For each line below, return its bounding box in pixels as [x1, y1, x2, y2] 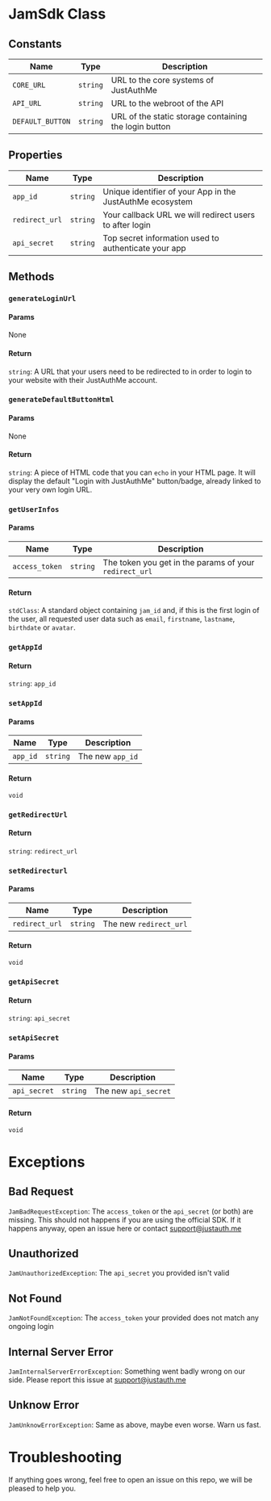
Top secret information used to [102, 232, 219, 243]
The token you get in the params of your [102, 556, 255, 568]
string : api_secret [8, 1013, 71, 1023]
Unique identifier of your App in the [102, 186, 236, 197]
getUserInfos [8, 505, 60, 514]
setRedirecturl [8, 866, 69, 875]
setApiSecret [8, 1034, 60, 1042]
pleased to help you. [8, 1483, 77, 1493]
